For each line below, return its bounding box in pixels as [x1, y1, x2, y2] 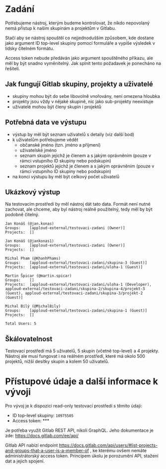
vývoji [5, 387, 31, 398]
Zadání [5, 3, 35, 15]
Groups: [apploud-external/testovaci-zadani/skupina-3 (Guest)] [5, 260, 148, 265]
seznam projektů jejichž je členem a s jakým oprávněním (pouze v [19, 163, 155, 169]
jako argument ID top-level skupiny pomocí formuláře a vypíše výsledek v [5, 40, 155, 46]
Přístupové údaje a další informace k [5, 376, 159, 387]
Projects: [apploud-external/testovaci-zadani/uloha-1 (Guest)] [5, 265, 143, 270]
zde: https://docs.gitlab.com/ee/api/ [5, 433, 79, 439]
